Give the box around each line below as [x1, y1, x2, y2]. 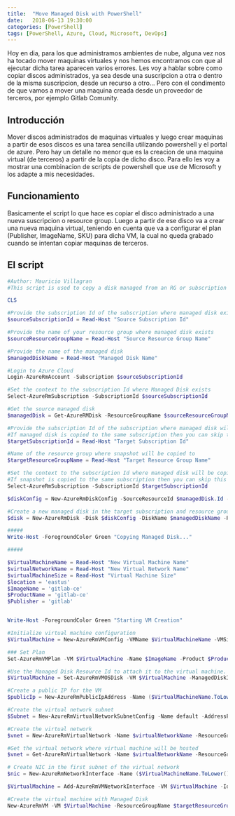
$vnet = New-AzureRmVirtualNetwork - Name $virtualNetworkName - [7, 732, 199, 739]
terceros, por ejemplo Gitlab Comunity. [7, 94, 119, 102]
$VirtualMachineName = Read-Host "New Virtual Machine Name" [7, 559, 190, 566]
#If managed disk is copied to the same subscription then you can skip [7, 431, 224, 439]
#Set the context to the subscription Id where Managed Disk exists [7, 387, 211, 394]
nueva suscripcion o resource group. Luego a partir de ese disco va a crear [7, 216, 225, 225]
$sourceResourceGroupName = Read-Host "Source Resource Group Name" [7, 335, 211, 342]
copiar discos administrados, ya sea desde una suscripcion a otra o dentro [7, 72, 222, 80]
